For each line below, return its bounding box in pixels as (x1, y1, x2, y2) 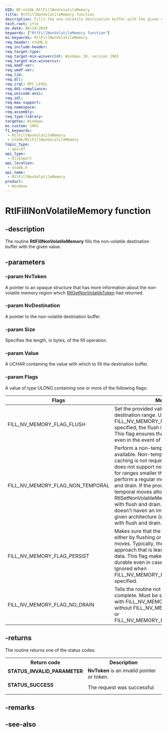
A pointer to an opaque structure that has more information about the (5, 284, 147, 290)
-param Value (5, 350, 39, 357)
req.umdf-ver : (5, 68, 35, 73)
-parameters (5, 258, 45, 267)
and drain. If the (114, 482, 152, 489)
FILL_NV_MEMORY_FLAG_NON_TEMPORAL (7, 482, 110, 489)
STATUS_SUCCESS (7, 681, 54, 688)
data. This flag (114, 552, 148, 559)
